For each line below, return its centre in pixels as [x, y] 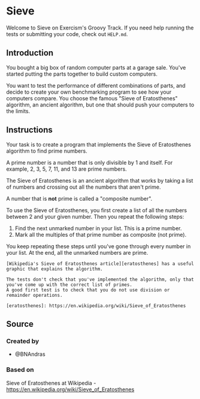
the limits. [18, 111]
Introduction [30, 53]
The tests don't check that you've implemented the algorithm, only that [100, 279]
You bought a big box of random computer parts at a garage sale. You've [96, 67]
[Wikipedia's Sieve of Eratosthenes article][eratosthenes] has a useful [100, 263]
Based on [20, 370]
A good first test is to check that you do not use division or [88, 290]
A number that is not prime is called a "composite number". [79, 198]
